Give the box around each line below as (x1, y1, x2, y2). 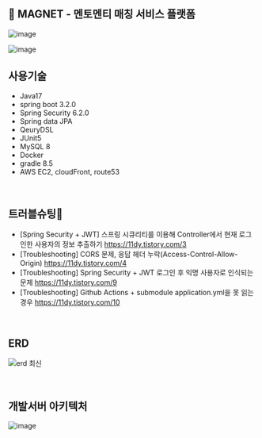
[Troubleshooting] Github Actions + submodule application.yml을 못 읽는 (19, 288, 255, 298)
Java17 (19, 90, 43, 101)
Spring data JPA (19, 116, 73, 125)
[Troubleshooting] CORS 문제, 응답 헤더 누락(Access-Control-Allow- (19, 249, 238, 259)
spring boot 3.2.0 (19, 99, 77, 109)
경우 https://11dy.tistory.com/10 (19, 298, 120, 307)
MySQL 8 (19, 141, 51, 151)
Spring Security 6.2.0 (19, 108, 89, 117)
